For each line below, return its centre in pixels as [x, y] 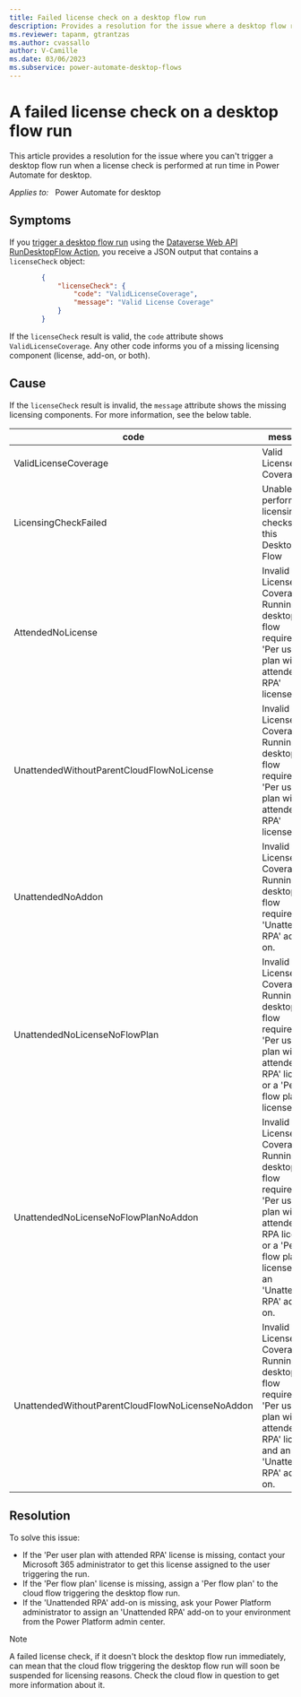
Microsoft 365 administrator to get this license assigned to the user [146, 1564]
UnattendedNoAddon [59, 896]
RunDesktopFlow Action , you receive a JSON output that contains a [134, 251]
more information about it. [57, 1684]
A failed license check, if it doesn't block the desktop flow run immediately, [148, 1656]
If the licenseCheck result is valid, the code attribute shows [116, 336]
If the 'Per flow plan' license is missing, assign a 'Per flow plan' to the [150, 1583]
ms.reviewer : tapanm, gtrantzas [69, 34]
